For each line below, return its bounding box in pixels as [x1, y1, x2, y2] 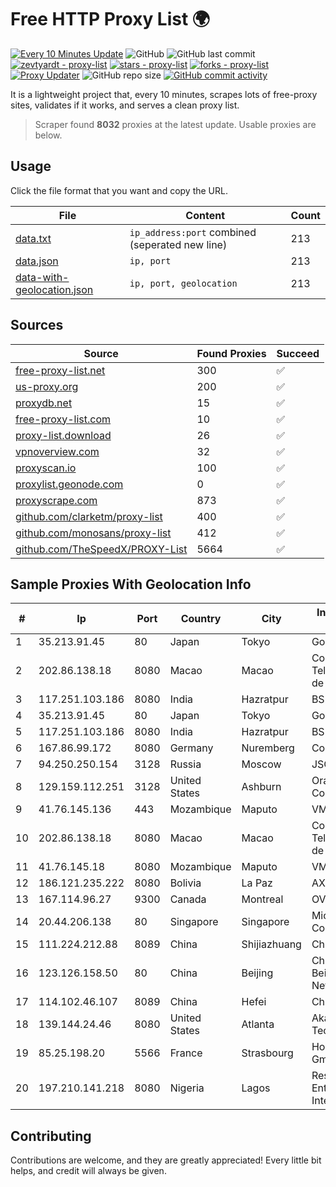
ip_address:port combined [129, 225, 257, 239]
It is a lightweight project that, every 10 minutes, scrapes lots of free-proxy [10, 88, 318, 100]
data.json [15, 254, 59, 268]
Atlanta [241, 1017, 275, 1031]
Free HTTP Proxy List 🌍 [10, 8, 211, 31]
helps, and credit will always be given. [10, 1165, 167, 1177]
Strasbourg [241, 1046, 294, 1060]
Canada [169, 892, 207, 906]
